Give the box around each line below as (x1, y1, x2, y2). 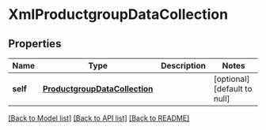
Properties (8, 37, 62, 50)
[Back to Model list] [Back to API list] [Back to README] (8, 113, 190, 123)
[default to (213, 84, 253, 94)
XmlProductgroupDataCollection (8, 6, 228, 24)
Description (161, 61, 206, 71)
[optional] (213, 73, 250, 84)
